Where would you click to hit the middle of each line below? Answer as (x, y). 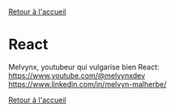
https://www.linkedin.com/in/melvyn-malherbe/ (87, 84)
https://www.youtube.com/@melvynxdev (77, 75)
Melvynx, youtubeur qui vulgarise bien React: (84, 67)
